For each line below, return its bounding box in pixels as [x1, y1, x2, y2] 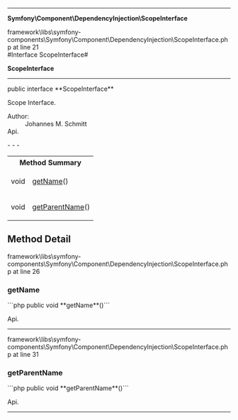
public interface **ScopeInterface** [7, 84, 115, 93]
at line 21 [13, 43, 39, 51]
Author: [7, 112, 30, 121]
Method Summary [19, 157, 81, 167]
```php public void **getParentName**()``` [7, 384, 129, 392]
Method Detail [7, 233, 72, 245]
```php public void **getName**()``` [7, 301, 110, 309]
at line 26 [13, 267, 40, 275]
